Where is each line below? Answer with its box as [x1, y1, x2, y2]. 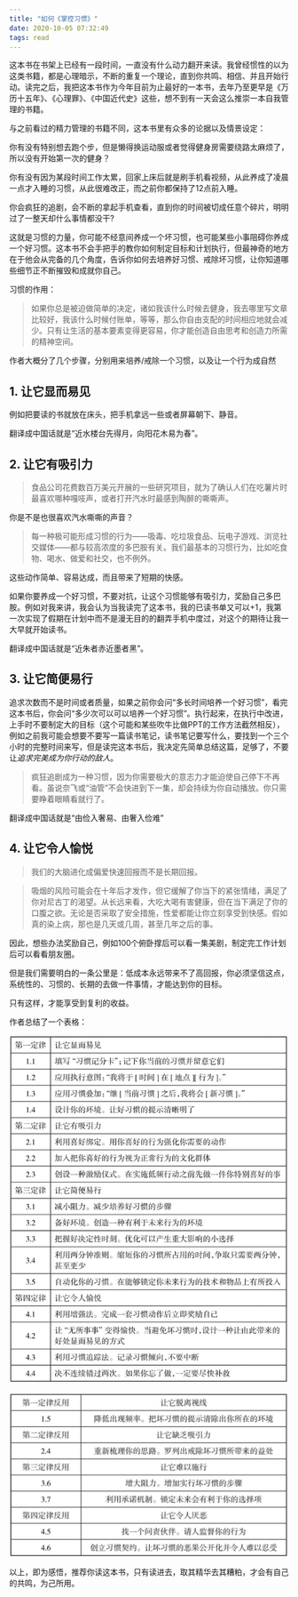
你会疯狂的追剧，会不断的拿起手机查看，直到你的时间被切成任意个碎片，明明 [9, 202, 289, 213]
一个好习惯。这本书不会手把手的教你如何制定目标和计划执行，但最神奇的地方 [9, 243, 289, 253]
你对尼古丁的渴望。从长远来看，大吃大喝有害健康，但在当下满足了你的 [30, 896, 288, 907]
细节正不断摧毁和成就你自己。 [16, 265, 126, 276]
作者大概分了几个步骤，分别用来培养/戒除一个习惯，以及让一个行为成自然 [9, 356, 277, 366]
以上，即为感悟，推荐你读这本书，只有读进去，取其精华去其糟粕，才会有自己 [9, 1567, 289, 1577]
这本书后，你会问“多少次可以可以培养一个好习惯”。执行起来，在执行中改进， [9, 708, 288, 718]
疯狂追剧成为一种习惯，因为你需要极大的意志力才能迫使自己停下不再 [30, 771, 280, 782]
